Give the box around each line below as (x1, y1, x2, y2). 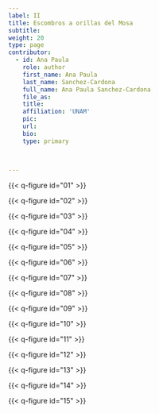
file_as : (22, 93, 52, 101)
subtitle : (8, 26, 41, 34)
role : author (22, 64, 66, 71)
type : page (8, 41, 45, 49)
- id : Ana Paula (15, 56, 69, 64)
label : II (8, 11, 41, 20)
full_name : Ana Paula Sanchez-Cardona (22, 85, 151, 94)
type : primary (22, 137, 69, 145)
